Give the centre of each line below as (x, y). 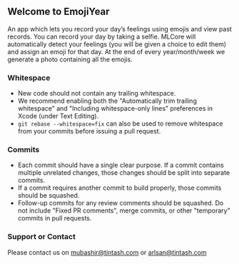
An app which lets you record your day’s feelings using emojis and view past (119, 29)
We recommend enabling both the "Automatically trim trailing (107, 101)
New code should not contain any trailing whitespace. (97, 93)
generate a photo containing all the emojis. (70, 59)
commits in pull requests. (55, 218)
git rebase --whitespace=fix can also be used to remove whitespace (120, 123)
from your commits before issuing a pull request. (89, 131)
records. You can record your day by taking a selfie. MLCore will (102, 36)
